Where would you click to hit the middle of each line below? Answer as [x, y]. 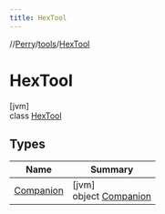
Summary [112, 169]
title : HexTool [38, 18]
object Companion [112, 197]
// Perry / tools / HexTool [50, 44]
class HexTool [36, 116]
